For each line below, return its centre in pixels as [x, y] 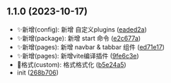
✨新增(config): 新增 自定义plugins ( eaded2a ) [82, 29]
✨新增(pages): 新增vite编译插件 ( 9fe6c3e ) [78, 56]
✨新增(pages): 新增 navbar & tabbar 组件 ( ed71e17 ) [91, 47]
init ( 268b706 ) [38, 72]
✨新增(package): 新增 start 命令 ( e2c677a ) [79, 38]
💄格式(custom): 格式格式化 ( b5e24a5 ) [71, 64]
